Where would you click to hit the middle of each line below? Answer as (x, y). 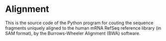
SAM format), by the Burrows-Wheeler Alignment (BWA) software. (73, 33)
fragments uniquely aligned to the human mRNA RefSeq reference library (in (83, 28)
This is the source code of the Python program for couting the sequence (79, 23)
